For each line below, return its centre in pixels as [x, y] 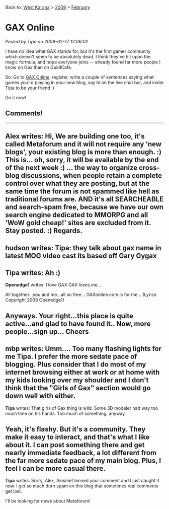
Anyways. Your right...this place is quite [69, 316]
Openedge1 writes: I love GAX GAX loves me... [53, 285]
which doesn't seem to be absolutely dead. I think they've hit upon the [78, 56]
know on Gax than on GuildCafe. [39, 67]
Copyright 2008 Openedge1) [35, 300]
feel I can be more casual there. [55, 468]
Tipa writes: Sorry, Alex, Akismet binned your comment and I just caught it [82, 481]
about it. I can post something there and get [75, 445]
